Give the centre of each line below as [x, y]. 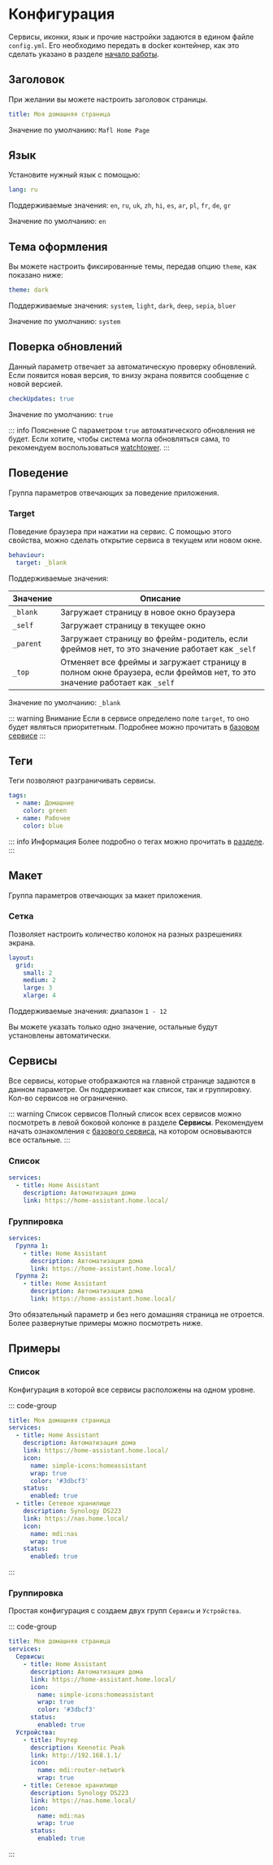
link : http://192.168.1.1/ [76, 1755]
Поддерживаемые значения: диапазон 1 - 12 [88, 1011]
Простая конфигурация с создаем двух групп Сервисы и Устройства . [125, 1611]
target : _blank [41, 563]
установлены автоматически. [60, 1036]
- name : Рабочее [43, 818]
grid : [25, 965]
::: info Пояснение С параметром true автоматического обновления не [132, 430]
